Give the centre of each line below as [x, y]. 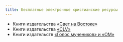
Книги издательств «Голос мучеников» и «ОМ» [63, 34]
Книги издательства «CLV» [41, 29]
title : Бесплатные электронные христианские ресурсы [61, 10]
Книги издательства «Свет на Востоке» [55, 24]
